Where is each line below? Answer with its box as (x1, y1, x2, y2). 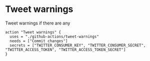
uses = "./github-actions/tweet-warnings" (9, 34, 99, 39)
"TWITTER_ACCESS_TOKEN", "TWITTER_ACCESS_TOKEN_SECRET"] (5, 47, 126, 52)
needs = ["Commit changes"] (9, 38, 68, 43)
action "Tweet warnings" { (5, 29, 61, 34)
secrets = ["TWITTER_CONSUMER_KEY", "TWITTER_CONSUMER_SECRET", (9, 42, 146, 48)
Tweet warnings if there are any (5, 20, 71, 26)
